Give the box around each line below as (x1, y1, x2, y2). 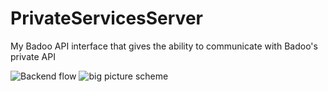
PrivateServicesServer (10, 7, 203, 30)
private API (10, 50, 56, 62)
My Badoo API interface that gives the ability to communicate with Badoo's (10, 40, 318, 52)
